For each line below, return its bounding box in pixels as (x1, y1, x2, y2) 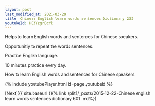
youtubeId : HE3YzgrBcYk (5, 20, 53, 26)
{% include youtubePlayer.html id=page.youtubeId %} (5, 81, 113, 87)
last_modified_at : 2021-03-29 (5, 12, 67, 17)
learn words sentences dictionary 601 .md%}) (5, 96, 97, 102)
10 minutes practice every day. (5, 62, 67, 68)
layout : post (5, 7, 32, 12)
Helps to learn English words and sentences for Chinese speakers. (5, 34, 138, 40)
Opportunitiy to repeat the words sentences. (5, 43, 94, 49)
